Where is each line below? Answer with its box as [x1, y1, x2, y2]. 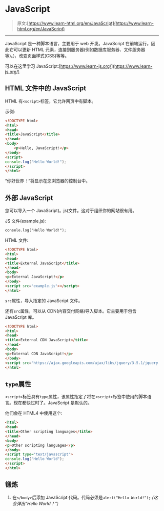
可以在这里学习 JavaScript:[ [5, 63, 61, 69]
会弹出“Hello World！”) [12, 500, 59, 506]
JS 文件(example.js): [5, 218, 46, 224]
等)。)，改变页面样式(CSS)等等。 [5, 52, 69, 58]
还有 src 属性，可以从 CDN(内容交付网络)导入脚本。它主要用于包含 [5, 308, 137, 314]
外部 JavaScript [5, 194, 54, 202]
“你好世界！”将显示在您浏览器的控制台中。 [5, 178, 90, 184]
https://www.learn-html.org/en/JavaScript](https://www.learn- [28, 20, 154, 26]
